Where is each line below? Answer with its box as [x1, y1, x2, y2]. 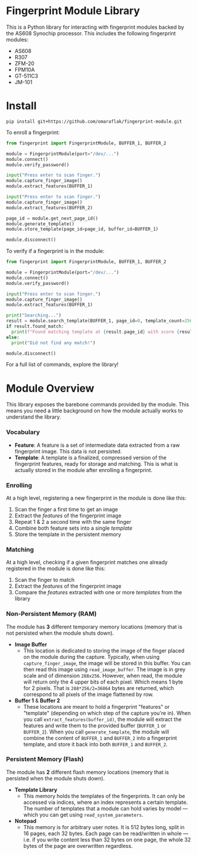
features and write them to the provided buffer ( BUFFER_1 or [23, 722, 167, 729]
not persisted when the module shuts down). [6, 630, 114, 637]
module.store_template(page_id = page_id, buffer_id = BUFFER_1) [6, 226, 159, 233]
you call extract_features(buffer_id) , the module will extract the [23, 715, 182, 723]
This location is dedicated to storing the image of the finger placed [23, 647, 185, 654]
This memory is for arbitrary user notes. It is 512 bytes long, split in [23, 823, 185, 830]
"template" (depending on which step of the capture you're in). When [23, 709, 191, 716]
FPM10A [14, 66, 35, 73]
